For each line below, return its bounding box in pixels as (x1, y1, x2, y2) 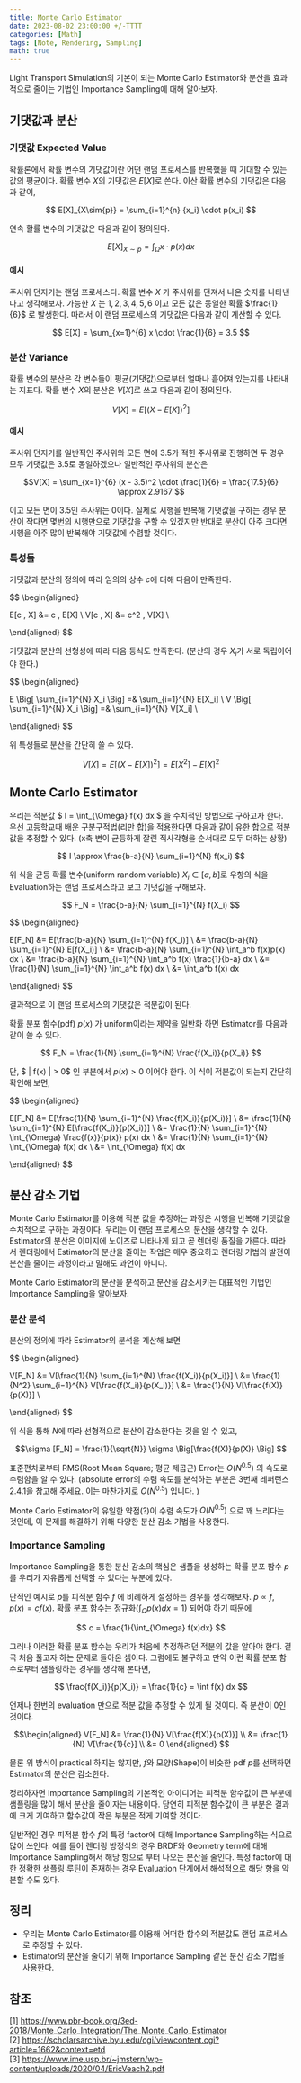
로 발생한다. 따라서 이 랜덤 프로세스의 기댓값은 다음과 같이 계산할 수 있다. (28, 309, 282, 319)
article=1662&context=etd (9, 2044, 106, 2055)
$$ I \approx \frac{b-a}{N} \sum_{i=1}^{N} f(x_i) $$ (57, 850, 245, 861)
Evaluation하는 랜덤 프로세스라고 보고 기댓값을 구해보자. (9, 882, 207, 893)
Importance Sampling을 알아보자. (9, 1288, 130, 1299)
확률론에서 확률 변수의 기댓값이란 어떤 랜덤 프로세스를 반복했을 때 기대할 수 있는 (9, 164, 288, 175)
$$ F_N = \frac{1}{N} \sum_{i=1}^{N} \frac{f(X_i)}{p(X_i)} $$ (40, 1047, 262, 1058)
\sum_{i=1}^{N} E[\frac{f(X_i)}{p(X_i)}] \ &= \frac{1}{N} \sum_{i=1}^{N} (9, 1122, 268, 1134)
